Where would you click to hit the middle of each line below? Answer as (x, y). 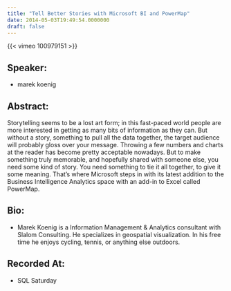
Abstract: (28, 106)
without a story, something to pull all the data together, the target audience (113, 138)
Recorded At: (36, 264)
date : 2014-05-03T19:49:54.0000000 (58, 20)
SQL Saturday (37, 280)
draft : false (26, 26)
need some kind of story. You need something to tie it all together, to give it (114, 167)
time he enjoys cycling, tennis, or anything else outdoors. (99, 242)
